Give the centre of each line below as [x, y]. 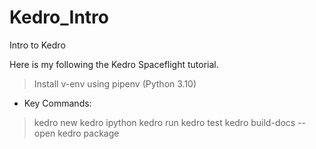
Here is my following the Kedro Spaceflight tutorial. [114, 64]
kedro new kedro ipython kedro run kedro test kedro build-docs [164, 122]
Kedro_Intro [59, 17]
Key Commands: [57, 103]
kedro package [88, 133]
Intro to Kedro [37, 45]
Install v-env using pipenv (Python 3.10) [115, 83]
